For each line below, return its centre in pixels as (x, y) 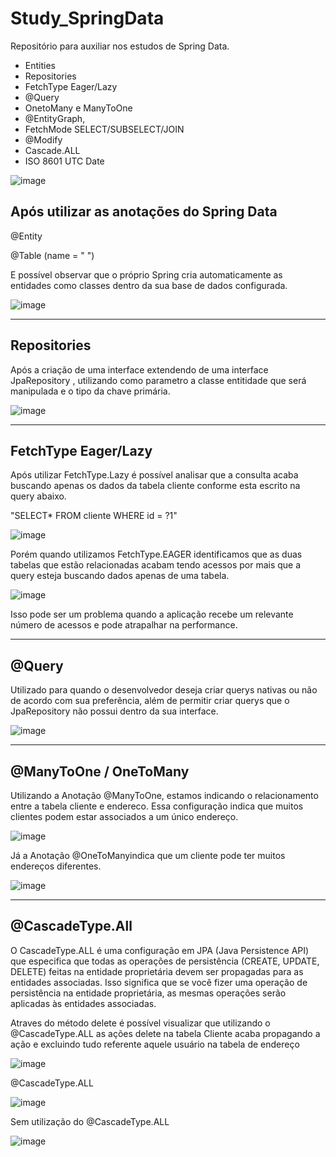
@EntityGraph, (55, 118)
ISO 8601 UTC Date (64, 161)
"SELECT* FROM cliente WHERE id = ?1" (94, 516)
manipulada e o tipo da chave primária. (90, 391)
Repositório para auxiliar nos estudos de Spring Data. (120, 46)
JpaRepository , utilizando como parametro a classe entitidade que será (158, 380)
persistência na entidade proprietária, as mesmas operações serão (148, 993)
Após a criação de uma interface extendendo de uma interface (139, 369)
